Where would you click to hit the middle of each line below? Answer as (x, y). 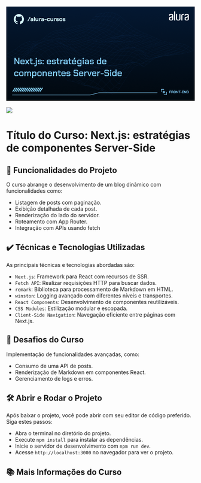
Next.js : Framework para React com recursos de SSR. (82, 277)
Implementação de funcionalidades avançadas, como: (73, 354)
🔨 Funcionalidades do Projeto (62, 170)
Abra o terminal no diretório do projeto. (63, 433)
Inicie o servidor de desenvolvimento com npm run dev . (83, 446)
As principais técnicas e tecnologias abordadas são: (70, 265)
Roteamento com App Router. (51, 221)
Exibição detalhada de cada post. (56, 209)
